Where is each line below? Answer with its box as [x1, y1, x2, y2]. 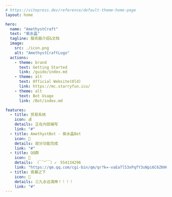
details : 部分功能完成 [14, 141, 58, 146]
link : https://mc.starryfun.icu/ [18, 84, 91, 89]
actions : [10, 55, 29, 60]
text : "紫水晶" [10, 31, 40, 37]
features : [5, 108, 27, 113]
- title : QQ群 [10, 150, 39, 156]
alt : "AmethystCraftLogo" [14, 50, 70, 56]
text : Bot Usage [18, 93, 54, 98]
